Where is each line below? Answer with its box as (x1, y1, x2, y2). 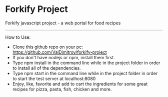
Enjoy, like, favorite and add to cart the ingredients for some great (12, 81, 148, 87)
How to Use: (5, 34, 31, 40)
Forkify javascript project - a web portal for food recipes (5, 20, 121, 26)
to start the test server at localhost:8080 (12, 76, 96, 82)
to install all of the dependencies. (12, 65, 81, 71)
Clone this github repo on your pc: (12, 44, 83, 50)
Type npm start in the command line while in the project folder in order (12, 70, 158, 76)
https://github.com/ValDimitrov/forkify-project (12, 49, 107, 55)
